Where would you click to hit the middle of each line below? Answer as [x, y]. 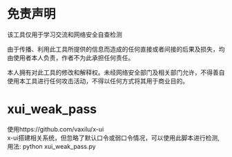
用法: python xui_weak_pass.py [51, 146]
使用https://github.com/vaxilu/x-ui [56, 129]
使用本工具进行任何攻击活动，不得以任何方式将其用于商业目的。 [98, 81]
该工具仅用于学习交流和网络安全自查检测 [65, 34]
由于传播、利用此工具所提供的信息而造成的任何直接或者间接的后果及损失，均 [116, 49]
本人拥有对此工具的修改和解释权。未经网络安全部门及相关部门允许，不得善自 [116, 72]
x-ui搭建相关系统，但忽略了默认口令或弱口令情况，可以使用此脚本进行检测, [113, 138]
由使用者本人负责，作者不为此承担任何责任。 [71, 57]
